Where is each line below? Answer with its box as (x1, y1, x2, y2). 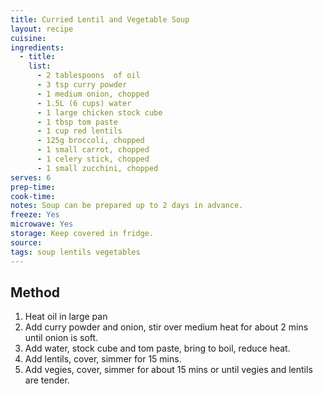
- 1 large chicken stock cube (36, 107, 163, 118)
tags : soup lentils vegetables (10, 247, 141, 257)
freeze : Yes (10, 210, 60, 220)
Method (10, 284, 61, 301)
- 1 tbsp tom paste (36, 117, 118, 127)
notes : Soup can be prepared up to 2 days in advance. (10, 201, 244, 211)
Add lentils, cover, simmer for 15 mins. (24, 353, 182, 365)
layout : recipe (10, 24, 74, 34)
